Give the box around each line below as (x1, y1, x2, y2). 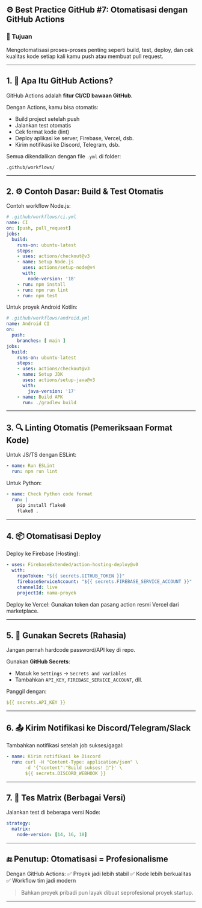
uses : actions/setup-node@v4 (22, 265, 96, 271)
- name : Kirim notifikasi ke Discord (6, 753, 101, 760)
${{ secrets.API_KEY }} (6, 700, 66, 706)
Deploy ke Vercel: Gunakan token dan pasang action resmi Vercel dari (6, 601, 179, 608)
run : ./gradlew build (22, 399, 77, 405)
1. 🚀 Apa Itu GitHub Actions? (6, 76, 113, 86)
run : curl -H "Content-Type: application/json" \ (11, 759, 138, 765)
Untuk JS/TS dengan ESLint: (6, 451, 77, 459)
